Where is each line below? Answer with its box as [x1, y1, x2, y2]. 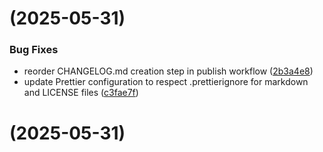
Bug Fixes [9, 43, 59, 57]
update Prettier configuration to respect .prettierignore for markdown [23, 76, 309, 88]
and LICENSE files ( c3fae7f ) [23, 87, 139, 99]
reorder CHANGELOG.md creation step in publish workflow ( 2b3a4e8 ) [23, 65, 314, 77]
